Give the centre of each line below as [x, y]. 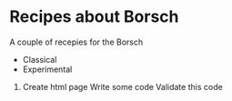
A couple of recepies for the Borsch [76, 42]
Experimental [47, 69]
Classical [40, 59]
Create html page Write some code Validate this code [122, 86]
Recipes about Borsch [94, 17]
